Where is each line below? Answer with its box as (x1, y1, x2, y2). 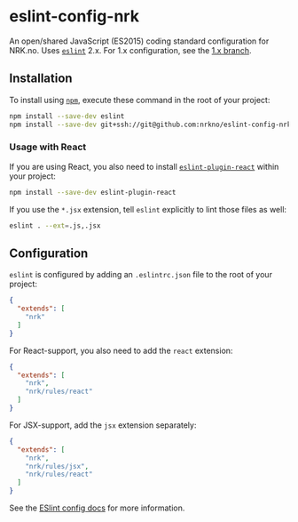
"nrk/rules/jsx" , (25, 462, 90, 470)
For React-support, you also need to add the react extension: (9, 345, 233, 356)
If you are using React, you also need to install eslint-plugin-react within (9, 161, 279, 172)
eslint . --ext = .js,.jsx (9, 221, 101, 230)
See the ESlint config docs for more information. (9, 502, 185, 513)
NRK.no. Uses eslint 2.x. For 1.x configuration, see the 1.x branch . (9, 44, 252, 55)
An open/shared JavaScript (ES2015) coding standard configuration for (9, 36, 270, 46)
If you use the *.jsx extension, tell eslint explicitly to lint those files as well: (9, 204, 286, 214)
